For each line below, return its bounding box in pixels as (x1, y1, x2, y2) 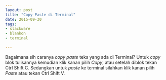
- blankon (5, 31, 26, 36)
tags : (5, 21, 17, 27)
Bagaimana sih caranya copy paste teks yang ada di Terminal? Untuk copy (5, 54, 161, 60)
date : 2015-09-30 (5, 17, 42, 22)
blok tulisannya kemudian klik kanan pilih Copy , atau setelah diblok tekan (5, 59, 157, 65)
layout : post (5, 7, 33, 13)
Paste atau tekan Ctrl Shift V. (5, 70, 65, 76)
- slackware (5, 26, 30, 31)
